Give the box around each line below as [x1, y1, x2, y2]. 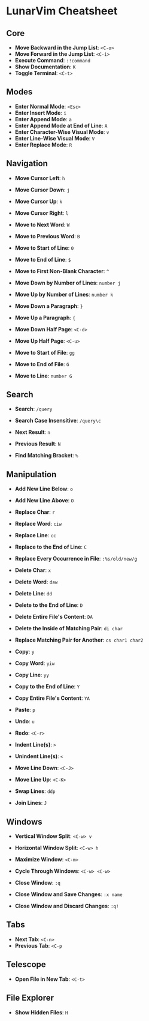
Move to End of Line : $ [14, 256, 71, 263]
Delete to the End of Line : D [14, 601, 83, 609]
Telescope [6, 959, 46, 970]
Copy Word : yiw [14, 660, 55, 667]
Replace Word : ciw [14, 520, 62, 528]
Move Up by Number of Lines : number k [14, 291, 114, 298]
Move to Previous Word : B [14, 232, 80, 239]
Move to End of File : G [14, 360, 69, 367]
